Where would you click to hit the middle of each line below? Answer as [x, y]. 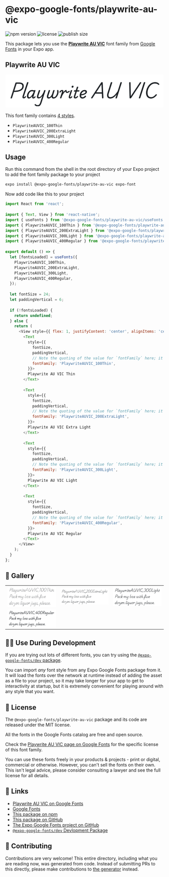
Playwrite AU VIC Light [53, 480]
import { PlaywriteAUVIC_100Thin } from [48, 225]
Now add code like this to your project [45, 194]
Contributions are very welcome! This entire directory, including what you [81, 858]
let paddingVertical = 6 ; [37, 300]
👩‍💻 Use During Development [51, 643]
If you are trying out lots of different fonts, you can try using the [71, 655]
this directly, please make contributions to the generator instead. [72, 869]
